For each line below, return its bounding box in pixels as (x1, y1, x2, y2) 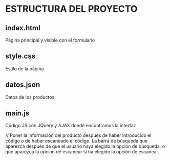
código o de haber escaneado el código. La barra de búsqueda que (5, 138, 148, 144)
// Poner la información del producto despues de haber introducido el (5, 132, 152, 138)
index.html (5, 24, 40, 32)
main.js (5, 109, 30, 118)
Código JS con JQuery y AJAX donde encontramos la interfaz (5, 123, 136, 129)
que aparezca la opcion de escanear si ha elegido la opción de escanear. (5, 149, 160, 155)
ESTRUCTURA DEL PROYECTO (5, 3, 138, 15)
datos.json (5, 81, 40, 89)
